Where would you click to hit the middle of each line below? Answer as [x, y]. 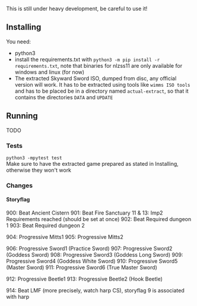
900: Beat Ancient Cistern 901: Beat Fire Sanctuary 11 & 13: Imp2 [85, 213]
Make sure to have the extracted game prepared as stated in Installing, [93, 163]
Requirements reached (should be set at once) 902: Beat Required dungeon [99, 219]
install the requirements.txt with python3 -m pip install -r [87, 59]
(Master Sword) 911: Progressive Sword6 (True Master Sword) [82, 267]
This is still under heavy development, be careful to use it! [77, 9]
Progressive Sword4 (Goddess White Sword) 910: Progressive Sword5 [92, 261]
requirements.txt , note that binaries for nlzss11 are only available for [99, 65]
